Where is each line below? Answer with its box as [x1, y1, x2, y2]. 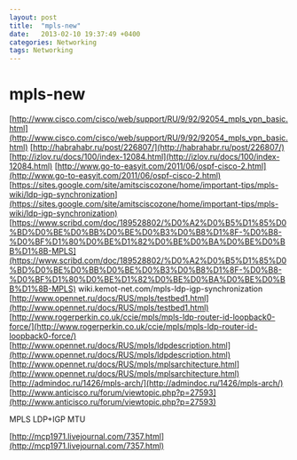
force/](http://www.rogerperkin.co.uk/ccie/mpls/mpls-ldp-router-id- [9, 321, 258, 332]
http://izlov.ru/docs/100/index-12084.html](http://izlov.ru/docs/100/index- [12, 152, 280, 163]
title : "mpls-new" [9, 21, 82, 30]
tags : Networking [9, 46, 74, 55]
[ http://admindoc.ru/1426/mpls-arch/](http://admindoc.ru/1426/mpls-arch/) [9, 378, 284, 389]
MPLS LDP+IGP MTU [9, 414, 86, 424]
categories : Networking [9, 37, 98, 47]
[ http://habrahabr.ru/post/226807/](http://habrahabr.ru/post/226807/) [29, 142, 285, 153]
